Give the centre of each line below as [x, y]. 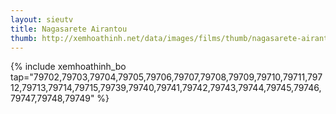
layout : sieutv [42, 19]
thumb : [24, 38]
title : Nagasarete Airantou [69, 29]
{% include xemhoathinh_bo [68, 67]
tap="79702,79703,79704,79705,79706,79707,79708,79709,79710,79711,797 [166, 77]
